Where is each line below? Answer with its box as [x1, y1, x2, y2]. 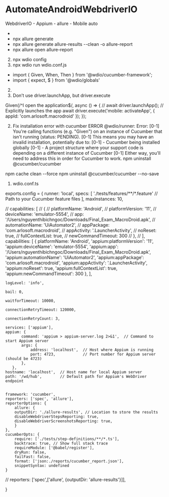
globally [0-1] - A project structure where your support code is [12, 144, 144, 151]
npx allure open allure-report [12, 46, 73, 52]
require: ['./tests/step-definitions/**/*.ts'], [14, 436, 120, 441]
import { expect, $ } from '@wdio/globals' [12, 77, 100, 83]
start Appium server [5, 338, 49, 343]
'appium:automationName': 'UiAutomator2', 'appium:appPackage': [5, 254, 144, 260]
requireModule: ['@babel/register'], [14, 445, 95, 450]
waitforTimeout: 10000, [5, 298, 56, 303]
